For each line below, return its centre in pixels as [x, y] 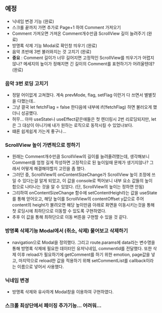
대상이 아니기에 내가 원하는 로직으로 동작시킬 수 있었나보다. [78, 125]
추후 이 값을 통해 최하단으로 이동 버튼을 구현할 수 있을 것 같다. [70, 217]
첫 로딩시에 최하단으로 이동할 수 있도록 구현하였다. [59, 211]
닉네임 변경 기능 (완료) [33, 21]
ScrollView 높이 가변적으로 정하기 [43, 145]
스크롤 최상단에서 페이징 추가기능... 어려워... [53, 305]
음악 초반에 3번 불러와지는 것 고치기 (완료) [52, 51]
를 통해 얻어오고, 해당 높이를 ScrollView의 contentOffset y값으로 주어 [78, 199]
